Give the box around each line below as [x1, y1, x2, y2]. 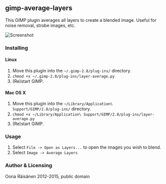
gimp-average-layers [5, 4, 73, 12]
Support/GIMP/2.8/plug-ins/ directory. [12, 106, 91, 112]
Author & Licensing [5, 162, 53, 169]
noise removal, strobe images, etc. [5, 22, 76, 28]
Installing [5, 44, 28, 51]
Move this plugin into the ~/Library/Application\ [12, 101, 113, 107]
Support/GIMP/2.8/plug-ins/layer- [83, 112, 155, 117]
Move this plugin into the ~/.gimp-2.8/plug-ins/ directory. [12, 67, 131, 73]
